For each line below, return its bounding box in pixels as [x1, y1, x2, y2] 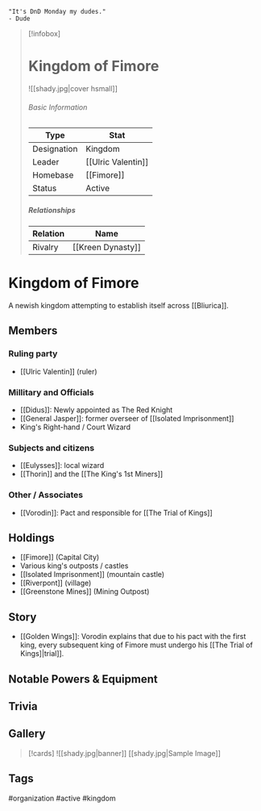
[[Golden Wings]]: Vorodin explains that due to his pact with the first [19, 632, 246, 642]
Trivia [8, 700, 38, 713]
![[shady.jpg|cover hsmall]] [27, 83, 118, 93]
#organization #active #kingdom [8, 793, 116, 803]
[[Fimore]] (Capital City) [19, 553, 100, 562]
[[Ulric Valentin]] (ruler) [19, 366, 98, 376]
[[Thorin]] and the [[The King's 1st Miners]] [19, 469, 164, 479]
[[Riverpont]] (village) [19, 578, 92, 588]
